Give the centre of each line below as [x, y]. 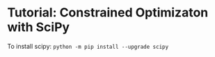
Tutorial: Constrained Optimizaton [108, 13]
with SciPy [39, 27]
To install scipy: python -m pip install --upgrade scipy [88, 46]
